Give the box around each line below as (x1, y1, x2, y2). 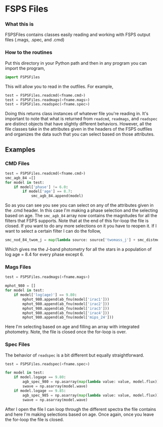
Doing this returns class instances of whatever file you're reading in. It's (5, 111, 149, 117)
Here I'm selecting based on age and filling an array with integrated (5, 324, 140, 330)
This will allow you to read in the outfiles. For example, (5, 84, 114, 89)
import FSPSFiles (5, 74, 40, 80)
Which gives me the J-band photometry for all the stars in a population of (5, 246, 152, 252)
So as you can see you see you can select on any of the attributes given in (5, 203, 154, 208)
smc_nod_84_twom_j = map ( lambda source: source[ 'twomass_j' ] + (5, 238, 136, 242)
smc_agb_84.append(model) (31, 193, 83, 199)
